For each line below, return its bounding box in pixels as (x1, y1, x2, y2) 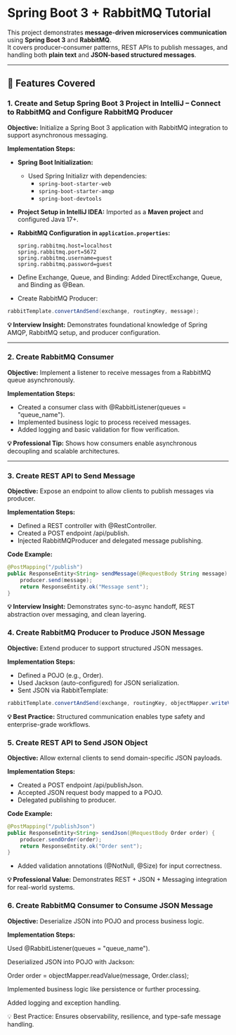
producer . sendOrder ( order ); (20, 836, 102, 843)
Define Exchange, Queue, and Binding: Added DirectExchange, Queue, (17, 272, 223, 282)
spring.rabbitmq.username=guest (17, 254, 112, 261)
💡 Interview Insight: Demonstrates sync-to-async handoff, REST (7, 602, 195, 611)
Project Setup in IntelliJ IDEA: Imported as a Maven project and (17, 207, 204, 216)
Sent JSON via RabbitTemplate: (17, 686, 109, 694)
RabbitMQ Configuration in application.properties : (17, 228, 171, 237)
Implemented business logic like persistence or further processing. (7, 984, 201, 993)
